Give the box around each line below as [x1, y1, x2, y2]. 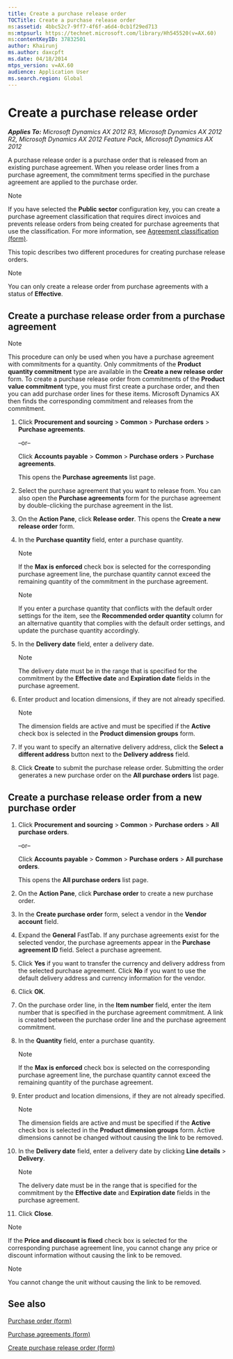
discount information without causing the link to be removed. [8, 1251, 182, 1259]
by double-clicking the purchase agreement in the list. [17, 501, 173, 510]
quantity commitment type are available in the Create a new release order [8, 368, 223, 376]
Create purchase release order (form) [8, 1343, 115, 1352]
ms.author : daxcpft [8, 49, 65, 56]
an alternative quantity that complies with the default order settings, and [17, 619, 225, 628]
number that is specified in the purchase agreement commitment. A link [17, 1008, 223, 1016]
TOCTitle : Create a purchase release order [8, 17, 136, 24]
